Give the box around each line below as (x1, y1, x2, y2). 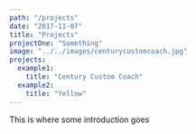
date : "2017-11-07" (9, 22, 83, 31)
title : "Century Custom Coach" (25, 72, 144, 81)
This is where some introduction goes (9, 114, 150, 125)
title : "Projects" (9, 30, 79, 39)
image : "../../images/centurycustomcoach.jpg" (9, 47, 188, 56)
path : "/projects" (9, 13, 79, 23)
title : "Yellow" (25, 89, 88, 98)
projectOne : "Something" (9, 38, 103, 48)
